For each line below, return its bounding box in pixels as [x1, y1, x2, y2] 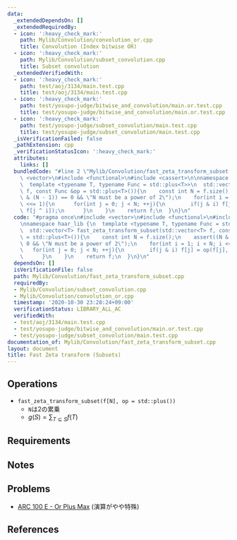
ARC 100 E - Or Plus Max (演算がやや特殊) [17, 503, 140, 511]
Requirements [7, 435, 71, 447]
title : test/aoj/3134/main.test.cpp [20, 89, 128, 96]
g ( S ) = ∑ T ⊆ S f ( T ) [28, 412, 78, 423]
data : [7, 10, 23, 18]
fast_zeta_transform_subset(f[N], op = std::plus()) [17, 397, 176, 404]
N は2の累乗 [28, 404, 61, 413]
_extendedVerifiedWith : [13, 69, 83, 76]
